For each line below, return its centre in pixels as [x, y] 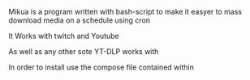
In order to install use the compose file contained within [101, 67]
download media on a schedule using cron [80, 20]
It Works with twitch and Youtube [64, 36]
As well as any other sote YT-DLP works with [84, 51]
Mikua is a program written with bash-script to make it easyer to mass [125, 12]
